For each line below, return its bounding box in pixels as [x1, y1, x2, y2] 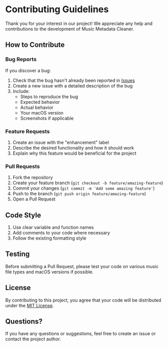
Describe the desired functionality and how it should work [12, 144, 134, 151]
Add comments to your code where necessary [12, 230, 110, 236]
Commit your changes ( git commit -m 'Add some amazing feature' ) [12, 185, 155, 191]
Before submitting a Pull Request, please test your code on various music [5, 263, 159, 269]
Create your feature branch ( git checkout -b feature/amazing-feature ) [12, 180, 163, 186]
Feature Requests [5, 128, 50, 135]
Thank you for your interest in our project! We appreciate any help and [5, 20, 153, 26]
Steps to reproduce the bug [20, 93, 78, 100]
